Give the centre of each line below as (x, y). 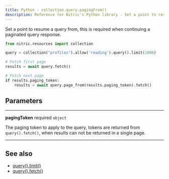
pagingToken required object (36, 118)
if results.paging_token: (32, 80)
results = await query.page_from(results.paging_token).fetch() (83, 85)
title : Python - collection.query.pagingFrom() (56, 10)
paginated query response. (33, 34)
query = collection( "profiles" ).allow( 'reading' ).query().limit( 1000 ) (81, 53)
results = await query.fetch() (38, 67)
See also (19, 153)
